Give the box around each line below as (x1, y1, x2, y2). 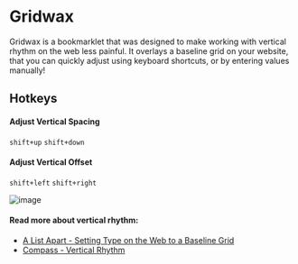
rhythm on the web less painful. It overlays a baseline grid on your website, (9, 45, 289, 56)
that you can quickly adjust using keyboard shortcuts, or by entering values (9, 55, 290, 66)
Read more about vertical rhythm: (9, 214, 139, 226)
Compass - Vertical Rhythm (22, 244, 126, 255)
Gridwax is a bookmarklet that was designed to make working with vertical (9, 36, 287, 47)
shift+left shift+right (9, 178, 98, 187)
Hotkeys (9, 91, 58, 106)
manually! (9, 65, 46, 76)
